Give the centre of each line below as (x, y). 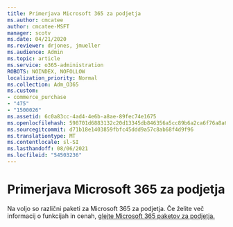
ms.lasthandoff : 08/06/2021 (48, 149)
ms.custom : (23, 91)
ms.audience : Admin (35, 53)
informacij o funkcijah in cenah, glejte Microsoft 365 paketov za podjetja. (111, 216)
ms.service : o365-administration (55, 65)
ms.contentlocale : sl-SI (43, 143)
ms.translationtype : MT (42, 136)
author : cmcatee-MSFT (38, 26)
